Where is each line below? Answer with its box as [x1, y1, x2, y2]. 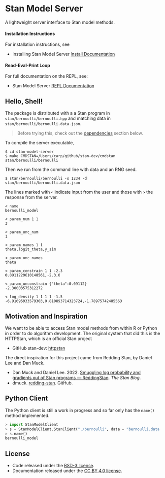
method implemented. [5, 412, 50, 418]
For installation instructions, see [5, 41, 70, 47]
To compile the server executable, [5, 140, 74, 146]
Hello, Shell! [5, 97, 43, 105]
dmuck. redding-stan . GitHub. [12, 380, 73, 386]
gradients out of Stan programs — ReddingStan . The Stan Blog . [12, 375, 141, 380]
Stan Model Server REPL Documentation [12, 83, 95, 89]
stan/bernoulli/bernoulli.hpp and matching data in [5, 115, 111, 121]
